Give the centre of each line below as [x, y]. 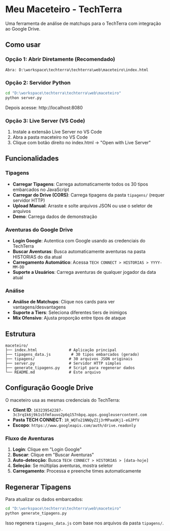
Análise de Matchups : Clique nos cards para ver [64, 302]
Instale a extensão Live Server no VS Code [57, 132]
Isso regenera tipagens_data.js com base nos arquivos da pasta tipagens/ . [84, 523]
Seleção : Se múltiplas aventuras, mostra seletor [63, 465]
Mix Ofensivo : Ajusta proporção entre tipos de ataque [69, 318]
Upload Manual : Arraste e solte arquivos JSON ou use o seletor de [82, 206]
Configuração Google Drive [49, 388]
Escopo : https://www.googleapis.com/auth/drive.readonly [74, 425]
